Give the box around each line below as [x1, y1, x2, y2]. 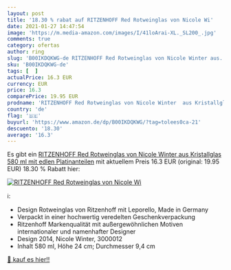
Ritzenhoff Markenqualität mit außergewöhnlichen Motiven [16, 221, 184, 229]
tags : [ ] [7, 67, 38, 74]
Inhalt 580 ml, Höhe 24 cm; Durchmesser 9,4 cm [16, 242, 156, 251]
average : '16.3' [7, 131, 54, 138]
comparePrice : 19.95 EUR [7, 93, 78, 100]
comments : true [7, 36, 51, 43]
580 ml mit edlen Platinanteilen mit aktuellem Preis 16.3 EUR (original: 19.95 [7, 157, 220, 166]
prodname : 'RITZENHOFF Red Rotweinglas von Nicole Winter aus [7, 100, 192, 106]
